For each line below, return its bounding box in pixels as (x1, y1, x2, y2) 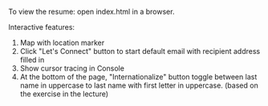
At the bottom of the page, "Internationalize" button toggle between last (19, 72, 258, 81)
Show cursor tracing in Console (19, 63, 124, 73)
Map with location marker (19, 38, 105, 47)
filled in (19, 55, 45, 64)
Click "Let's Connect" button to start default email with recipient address (19, 47, 261, 55)
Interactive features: (8, 22, 75, 31)
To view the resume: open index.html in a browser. (8, 7, 175, 16)
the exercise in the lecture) (19, 89, 109, 99)
